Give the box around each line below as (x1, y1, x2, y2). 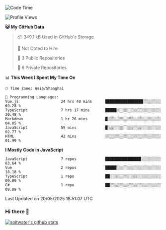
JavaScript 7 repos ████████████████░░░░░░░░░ (5, 156, 162, 161)
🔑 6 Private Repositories (17, 65, 67, 71)
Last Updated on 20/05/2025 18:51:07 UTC (5, 196, 93, 201)
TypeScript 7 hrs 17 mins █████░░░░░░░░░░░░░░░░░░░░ (5, 108, 162, 113)
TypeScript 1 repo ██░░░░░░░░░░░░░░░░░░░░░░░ (5, 174, 162, 179)
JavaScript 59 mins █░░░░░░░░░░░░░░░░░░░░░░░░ (5, 125, 162, 130)
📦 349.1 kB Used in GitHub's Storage (17, 34, 94, 40)
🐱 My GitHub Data (5, 24, 45, 30)
